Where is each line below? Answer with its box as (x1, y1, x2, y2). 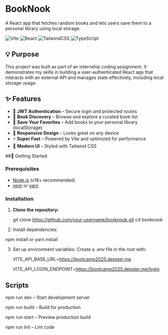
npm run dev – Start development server (5, 294, 90, 300)
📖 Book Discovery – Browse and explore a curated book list (12, 113, 138, 120)
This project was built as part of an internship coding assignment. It (5, 63, 147, 69)
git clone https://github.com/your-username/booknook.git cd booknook (12, 217, 163, 223)
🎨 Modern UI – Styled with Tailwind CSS (12, 143, 97, 149)
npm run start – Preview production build (5, 314, 91, 320)
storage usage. (5, 80, 37, 86)
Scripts (5, 281, 29, 290)
